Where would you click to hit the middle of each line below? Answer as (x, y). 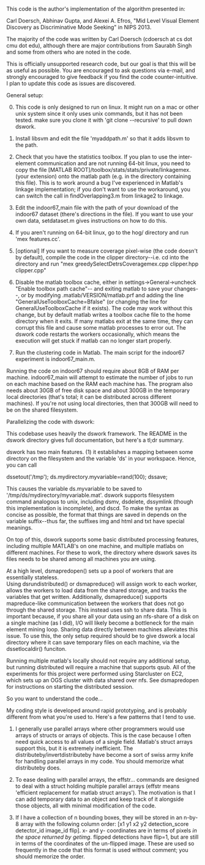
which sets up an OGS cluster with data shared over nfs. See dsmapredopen (102, 680)
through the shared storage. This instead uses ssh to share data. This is (97, 610)
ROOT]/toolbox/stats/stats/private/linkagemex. (132, 170)
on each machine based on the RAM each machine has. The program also (99, 384)
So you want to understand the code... (54, 699)
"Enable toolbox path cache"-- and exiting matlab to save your (94, 289)
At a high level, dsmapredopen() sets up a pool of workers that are (90, 571)
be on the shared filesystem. (42, 410)
